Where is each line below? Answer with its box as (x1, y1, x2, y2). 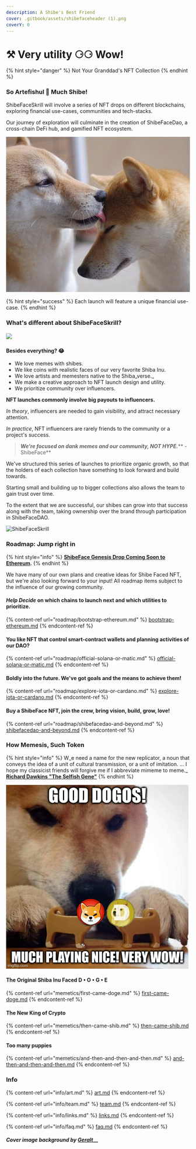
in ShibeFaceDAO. (6, 514, 50, 521)
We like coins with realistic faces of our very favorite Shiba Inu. (14, 366, 166, 373)
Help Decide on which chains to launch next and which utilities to (6, 597, 167, 604)
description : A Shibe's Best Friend (6, 9, 95, 15)
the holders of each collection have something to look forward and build (6, 467, 179, 474)
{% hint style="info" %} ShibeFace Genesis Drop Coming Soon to (6, 553, 166, 560)
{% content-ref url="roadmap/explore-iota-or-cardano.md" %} (6, 688, 157, 695)
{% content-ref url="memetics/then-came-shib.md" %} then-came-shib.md (6, 1022, 189, 1030)
